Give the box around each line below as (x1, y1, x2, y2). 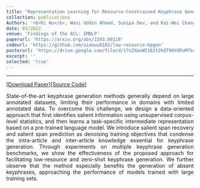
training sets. (6, 174, 38, 182)
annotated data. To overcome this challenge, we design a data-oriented (6, 105, 194, 112)
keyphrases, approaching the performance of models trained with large (6, 168, 194, 175)
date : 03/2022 (6, 25, 42, 32)
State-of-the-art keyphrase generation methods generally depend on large (6, 92, 194, 99)
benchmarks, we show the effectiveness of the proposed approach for (6, 149, 194, 156)
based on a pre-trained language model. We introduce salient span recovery (6, 124, 194, 131)
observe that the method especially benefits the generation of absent (6, 162, 194, 169)
